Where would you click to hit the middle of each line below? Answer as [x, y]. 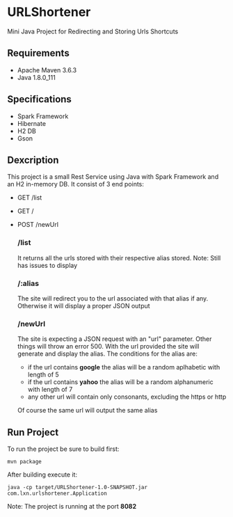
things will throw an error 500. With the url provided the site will [108, 347]
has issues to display [47, 265]
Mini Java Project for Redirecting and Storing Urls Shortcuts [93, 31]
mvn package [24, 462]
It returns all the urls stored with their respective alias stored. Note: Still [119, 257]
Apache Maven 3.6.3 [47, 70]
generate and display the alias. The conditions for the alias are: [107, 354]
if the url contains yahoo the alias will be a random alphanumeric [120, 382]
